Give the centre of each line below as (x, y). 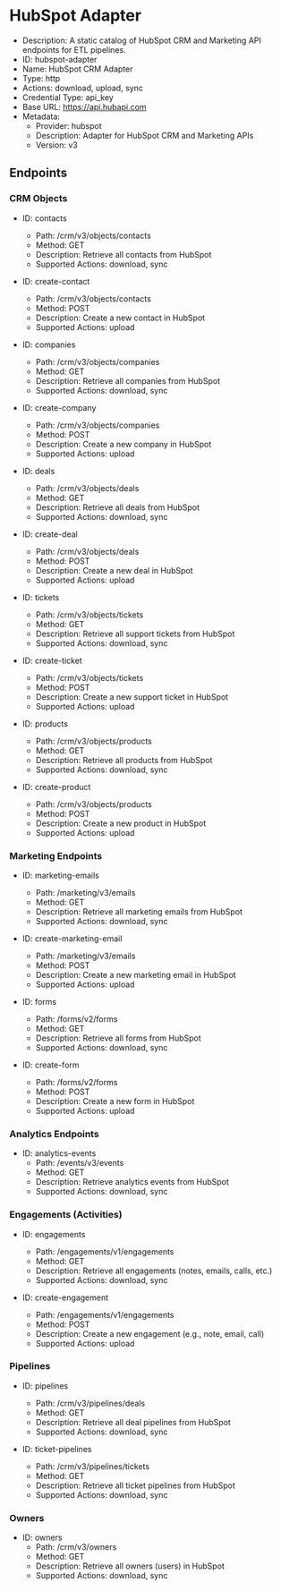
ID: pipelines (45, 1386)
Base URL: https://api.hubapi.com (84, 106)
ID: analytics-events (59, 1153)
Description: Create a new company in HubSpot (123, 444)
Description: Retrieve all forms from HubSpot (118, 1038)
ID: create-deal (50, 534)
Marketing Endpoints (56, 855)
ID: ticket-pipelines (57, 1449)
